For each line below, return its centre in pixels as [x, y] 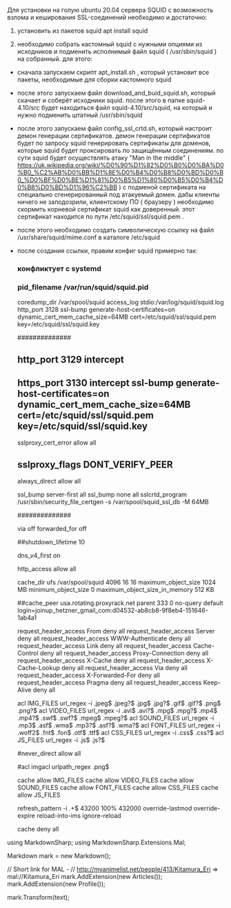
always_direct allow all [49, 481]
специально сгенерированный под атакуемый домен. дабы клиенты [118, 194]
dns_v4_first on [39, 555]
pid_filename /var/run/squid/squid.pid [83, 287]
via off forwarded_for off [52, 529]
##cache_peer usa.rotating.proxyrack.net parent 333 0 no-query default [120, 603]
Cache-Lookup [39, 668]
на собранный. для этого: [55, 59]
